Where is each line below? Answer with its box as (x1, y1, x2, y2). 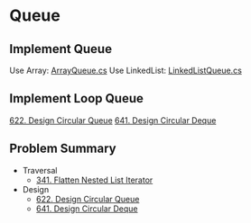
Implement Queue (9, 41, 113, 57)
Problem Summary (9, 141, 116, 156)
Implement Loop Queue (9, 91, 144, 106)
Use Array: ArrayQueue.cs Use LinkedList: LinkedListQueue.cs (9, 65, 242, 76)
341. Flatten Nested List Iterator (35, 174, 153, 185)
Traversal (22, 165, 58, 175)
